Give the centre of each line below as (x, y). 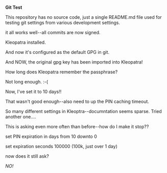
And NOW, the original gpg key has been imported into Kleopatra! (74, 62)
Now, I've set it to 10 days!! (33, 92)
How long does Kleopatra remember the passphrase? (62, 72)
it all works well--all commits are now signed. (53, 32)
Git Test (14, 7)
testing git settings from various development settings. (63, 23)
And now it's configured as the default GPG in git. (57, 52)
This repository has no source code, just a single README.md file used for (83, 17)
